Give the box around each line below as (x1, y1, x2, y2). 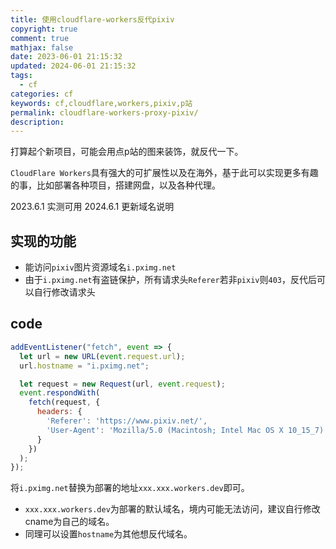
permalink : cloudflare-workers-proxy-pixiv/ (10, 107, 199, 118)
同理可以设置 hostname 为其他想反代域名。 (24, 528, 193, 540)
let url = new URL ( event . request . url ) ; (19, 351, 186, 361)
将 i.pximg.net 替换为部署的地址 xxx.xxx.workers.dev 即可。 (10, 482, 250, 494)
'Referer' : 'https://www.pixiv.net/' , (46, 416, 208, 426)
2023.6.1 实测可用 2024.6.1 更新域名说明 (10, 201, 175, 213)
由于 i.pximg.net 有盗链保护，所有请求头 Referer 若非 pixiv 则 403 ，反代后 (24, 274, 317, 286)
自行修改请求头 (33, 286, 96, 298)
